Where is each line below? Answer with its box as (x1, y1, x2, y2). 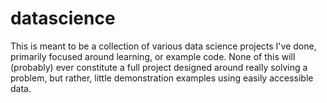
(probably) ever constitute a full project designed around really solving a (10, 61, 308, 73)
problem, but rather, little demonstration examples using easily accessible (10, 72, 314, 84)
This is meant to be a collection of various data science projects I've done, (10, 40, 317, 52)
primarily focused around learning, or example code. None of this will (10, 50, 296, 62)
